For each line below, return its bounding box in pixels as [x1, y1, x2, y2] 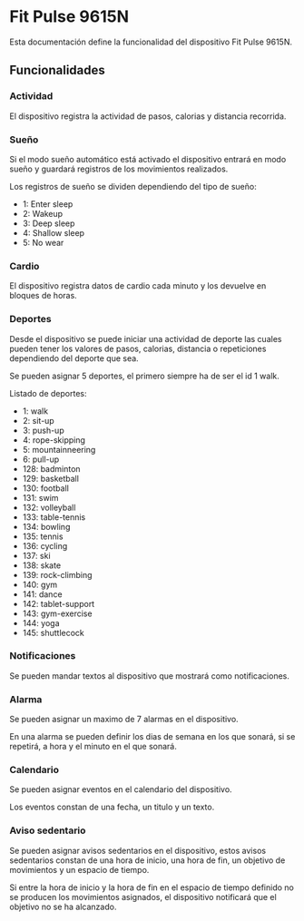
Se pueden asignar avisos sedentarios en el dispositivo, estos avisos [9, 845, 266, 856]
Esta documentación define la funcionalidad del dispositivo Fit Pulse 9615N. [9, 36, 293, 47]
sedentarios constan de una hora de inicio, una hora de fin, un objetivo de [9, 855, 286, 866]
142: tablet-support [22, 598, 95, 609]
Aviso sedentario [9, 824, 86, 837]
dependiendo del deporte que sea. [9, 352, 139, 364]
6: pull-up [22, 454, 60, 465]
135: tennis [22, 531, 64, 542]
